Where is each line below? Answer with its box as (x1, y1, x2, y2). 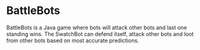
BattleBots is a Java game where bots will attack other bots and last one (6, 24, 187, 31)
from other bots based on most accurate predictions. (6, 37, 139, 44)
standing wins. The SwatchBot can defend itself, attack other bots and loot (6, 30, 194, 37)
